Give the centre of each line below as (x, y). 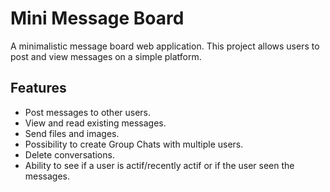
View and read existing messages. (95, 123)
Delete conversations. (69, 154)
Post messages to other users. (88, 112)
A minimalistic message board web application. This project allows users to (165, 46)
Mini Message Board (97, 18)
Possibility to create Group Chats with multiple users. (134, 144)
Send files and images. (72, 133)
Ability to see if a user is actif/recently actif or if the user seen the (159, 165)
